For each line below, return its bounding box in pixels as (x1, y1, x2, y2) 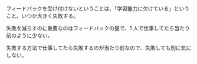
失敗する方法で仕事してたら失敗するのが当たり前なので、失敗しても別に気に (6, 44, 192, 51)
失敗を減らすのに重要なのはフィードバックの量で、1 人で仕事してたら (6, 25, 175, 31)
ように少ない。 (16, 32, 53, 39)
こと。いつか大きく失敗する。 (6, 12, 78, 19)
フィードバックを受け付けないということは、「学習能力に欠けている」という (6, 5, 190, 12)
